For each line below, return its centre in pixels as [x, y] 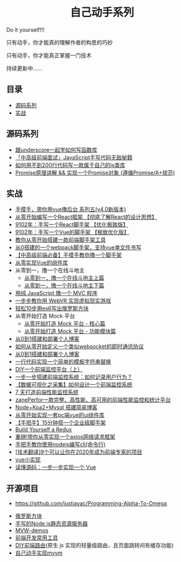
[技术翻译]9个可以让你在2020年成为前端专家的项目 [79, 452]
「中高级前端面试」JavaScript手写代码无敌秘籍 [74, 157]
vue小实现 [28, 460]
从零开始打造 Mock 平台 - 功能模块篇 [70, 331]
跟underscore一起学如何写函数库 [56, 149]
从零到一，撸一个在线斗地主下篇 [64, 286]
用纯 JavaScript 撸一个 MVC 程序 [56, 293]
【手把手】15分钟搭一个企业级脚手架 [60, 423]
